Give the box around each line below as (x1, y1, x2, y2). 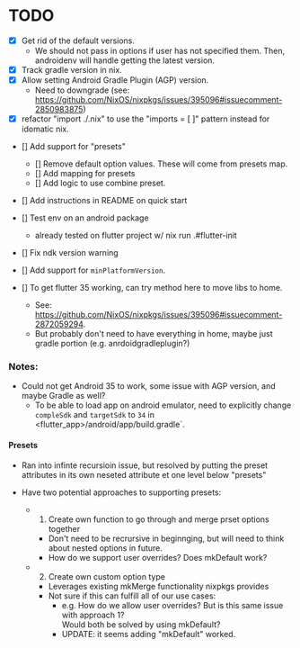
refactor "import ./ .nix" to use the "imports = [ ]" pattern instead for (21, 113, 270, 124)
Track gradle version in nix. (21, 65, 122, 75)
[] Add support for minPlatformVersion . (21, 265, 166, 275)
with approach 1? (61, 609, 125, 620)
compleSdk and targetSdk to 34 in (34, 409, 154, 420)
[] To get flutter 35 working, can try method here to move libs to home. (21, 283, 283, 293)
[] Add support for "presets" (21, 141, 127, 152)
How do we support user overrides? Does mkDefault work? (48, 552, 268, 562)
